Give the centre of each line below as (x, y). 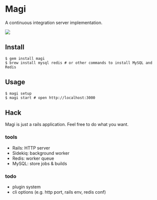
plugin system (26, 187)
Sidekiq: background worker (41, 153)
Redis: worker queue (33, 158)
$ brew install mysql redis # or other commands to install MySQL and (79, 63)
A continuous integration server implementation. (54, 23)
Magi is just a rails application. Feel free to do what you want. (67, 125)
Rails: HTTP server (31, 148)
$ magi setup (18, 93)
